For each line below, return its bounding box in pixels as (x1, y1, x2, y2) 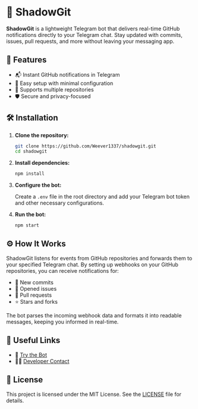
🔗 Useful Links (6, 335, 61, 345)
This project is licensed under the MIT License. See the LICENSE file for (6, 391, 182, 398)
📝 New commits (14, 279, 54, 286)
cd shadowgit (14, 149, 48, 155)
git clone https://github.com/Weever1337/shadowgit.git (14, 143, 156, 149)
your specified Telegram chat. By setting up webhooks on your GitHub (6, 261, 178, 268)
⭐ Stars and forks (14, 298, 58, 305)
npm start (14, 222, 40, 228)
